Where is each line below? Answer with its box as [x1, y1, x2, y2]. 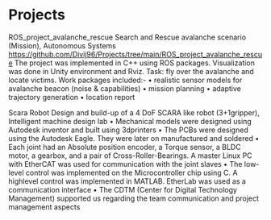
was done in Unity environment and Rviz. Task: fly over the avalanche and [8, 66, 254, 76]
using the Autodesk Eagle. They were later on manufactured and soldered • [8, 133, 260, 143]
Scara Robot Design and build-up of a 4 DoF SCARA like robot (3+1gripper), [8, 107, 260, 118]
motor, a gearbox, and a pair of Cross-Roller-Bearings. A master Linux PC [8, 151, 252, 160]
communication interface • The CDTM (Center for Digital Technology [8, 185, 238, 194]
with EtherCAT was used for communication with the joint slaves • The [8, 159, 243, 168]
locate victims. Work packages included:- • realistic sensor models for [8, 75, 243, 85]
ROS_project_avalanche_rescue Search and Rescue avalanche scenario [8, 32, 247, 42]
